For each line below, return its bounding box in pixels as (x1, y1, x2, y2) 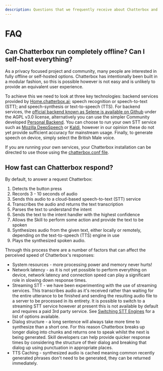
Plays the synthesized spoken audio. (12, 238, 86, 244)
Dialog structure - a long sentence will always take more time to (12, 319, 140, 325)
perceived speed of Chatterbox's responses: (5, 252, 95, 258)
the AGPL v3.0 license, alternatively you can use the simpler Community (5, 114, 150, 120)
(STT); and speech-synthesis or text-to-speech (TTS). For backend (5, 103, 140, 109)
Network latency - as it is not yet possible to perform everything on (12, 267, 147, 273)
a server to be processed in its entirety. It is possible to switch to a (12, 298, 145, 304)
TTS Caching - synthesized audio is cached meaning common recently (12, 350, 155, 356)
